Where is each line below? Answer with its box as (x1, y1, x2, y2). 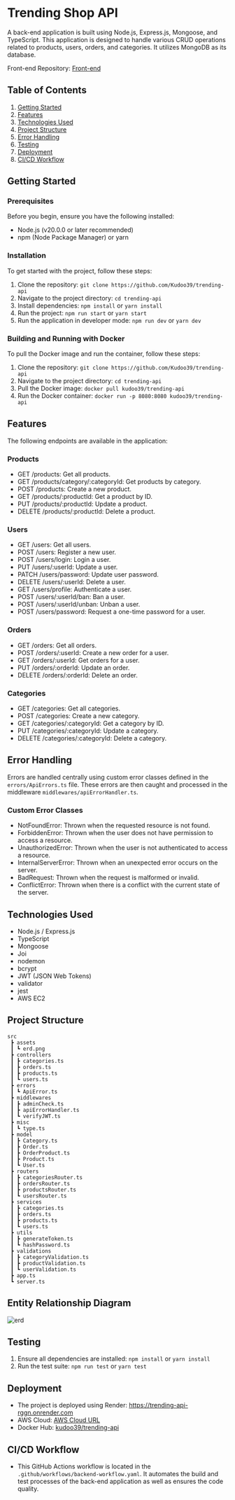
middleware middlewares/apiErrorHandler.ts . (7, 787, 138, 796)
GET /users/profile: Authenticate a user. (17, 585, 132, 593)
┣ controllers (10, 1051, 52, 1059)
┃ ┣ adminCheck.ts (10, 1100, 64, 1108)
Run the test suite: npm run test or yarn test (17, 1362, 147, 1370)
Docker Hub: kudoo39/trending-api (17, 1424, 120, 1432)
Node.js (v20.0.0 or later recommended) (17, 226, 134, 234)
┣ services (10, 1198, 42, 1206)
